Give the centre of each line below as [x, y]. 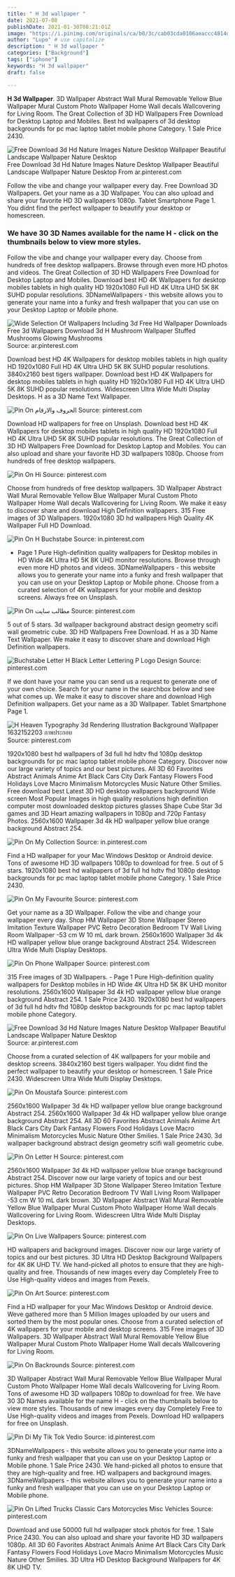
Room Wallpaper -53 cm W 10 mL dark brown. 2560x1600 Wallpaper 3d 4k [115, 934]
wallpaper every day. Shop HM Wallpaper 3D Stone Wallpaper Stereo [107, 920]
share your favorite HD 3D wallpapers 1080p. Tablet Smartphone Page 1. [112, 200]
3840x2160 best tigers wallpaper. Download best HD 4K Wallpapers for [110, 374]
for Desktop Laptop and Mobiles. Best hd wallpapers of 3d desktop [104, 121]
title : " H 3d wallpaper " [47, 14]
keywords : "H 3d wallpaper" [48, 66]
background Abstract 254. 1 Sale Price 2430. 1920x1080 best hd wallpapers [116, 999]
